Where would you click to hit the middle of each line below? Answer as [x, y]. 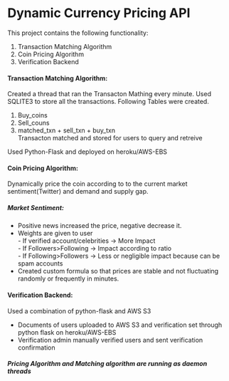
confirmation [36, 348]
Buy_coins [32, 115]
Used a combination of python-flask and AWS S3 [79, 310]
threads [20, 371]
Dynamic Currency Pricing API [99, 13]
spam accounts [40, 263]
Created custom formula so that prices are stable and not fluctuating [118, 271]
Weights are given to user [55, 234]
